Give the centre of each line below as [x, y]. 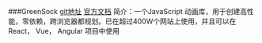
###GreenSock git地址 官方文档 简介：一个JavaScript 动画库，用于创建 [124, 11]
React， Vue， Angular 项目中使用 [64, 31]
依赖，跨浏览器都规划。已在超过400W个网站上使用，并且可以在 [133, 21]
